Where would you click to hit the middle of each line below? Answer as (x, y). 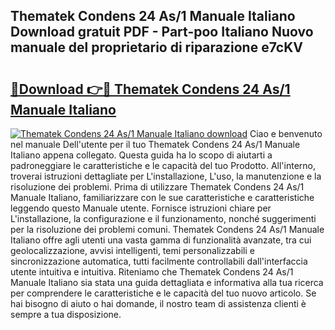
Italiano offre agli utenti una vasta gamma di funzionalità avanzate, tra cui (161, 240)
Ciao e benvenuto (286, 133)
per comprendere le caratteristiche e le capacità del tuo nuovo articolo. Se (163, 293)
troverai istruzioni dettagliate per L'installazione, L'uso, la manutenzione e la (166, 176)
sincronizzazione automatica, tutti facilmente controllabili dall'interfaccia (159, 261)
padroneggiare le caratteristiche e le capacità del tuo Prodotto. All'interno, (163, 165)
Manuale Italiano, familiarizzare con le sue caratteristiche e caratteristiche (162, 197)
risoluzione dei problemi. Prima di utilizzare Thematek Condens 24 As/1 (157, 187)
